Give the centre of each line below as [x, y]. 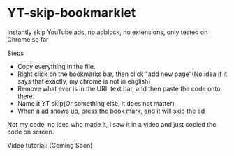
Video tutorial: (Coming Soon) [50, 145]
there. [26, 96]
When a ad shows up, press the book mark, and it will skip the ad [111, 111]
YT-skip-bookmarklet [72, 13]
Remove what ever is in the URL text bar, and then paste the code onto [119, 88]
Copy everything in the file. [56, 66]
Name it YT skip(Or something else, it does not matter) [96, 103]
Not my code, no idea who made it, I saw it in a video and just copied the [112, 124]
